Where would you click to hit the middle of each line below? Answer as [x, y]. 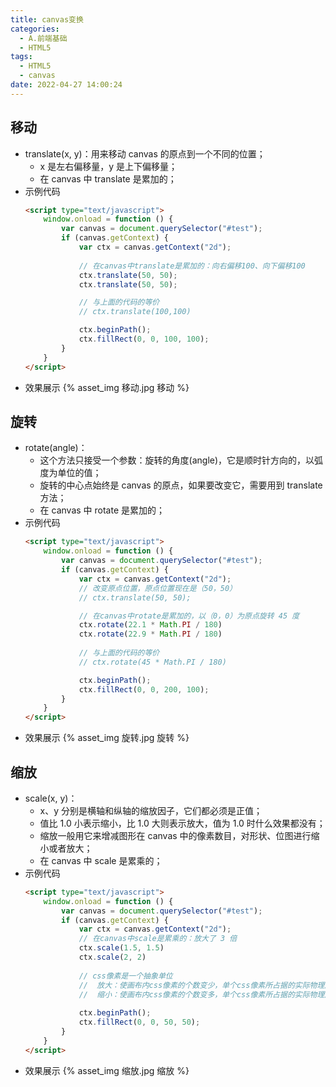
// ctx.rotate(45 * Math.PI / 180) [152, 662]
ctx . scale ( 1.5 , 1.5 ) [121, 948]
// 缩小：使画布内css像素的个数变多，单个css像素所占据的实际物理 [201, 994]
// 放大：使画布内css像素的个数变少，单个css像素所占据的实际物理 [201, 985]
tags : [21, 57]
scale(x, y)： [51, 798]
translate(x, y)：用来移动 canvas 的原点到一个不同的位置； [145, 153]
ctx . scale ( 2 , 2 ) [112, 957]
